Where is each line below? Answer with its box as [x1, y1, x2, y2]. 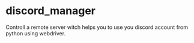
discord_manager [5, 4, 95, 18]
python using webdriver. [5, 29, 66, 37]
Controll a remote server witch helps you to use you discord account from [5, 24, 189, 31]
